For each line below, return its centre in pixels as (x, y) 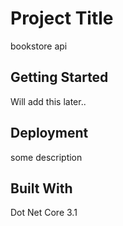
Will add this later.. (48, 101)
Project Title (62, 18)
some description (46, 157)
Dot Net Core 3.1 (44, 213)
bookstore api (39, 46)
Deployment (49, 133)
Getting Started (59, 77)
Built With (41, 188)
